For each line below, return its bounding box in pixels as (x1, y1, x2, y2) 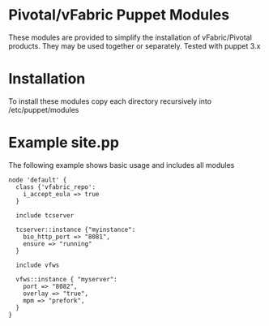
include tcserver (15, 211, 75, 220)
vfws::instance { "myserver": (15, 275, 117, 283)
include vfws (15, 261, 60, 269)
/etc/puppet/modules (8, 105, 79, 114)
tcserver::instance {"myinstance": (15, 225, 136, 234)
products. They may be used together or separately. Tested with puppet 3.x (8, 41, 261, 50)
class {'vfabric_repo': (15, 182, 96, 191)
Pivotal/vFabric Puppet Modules (8, 6, 229, 24)
